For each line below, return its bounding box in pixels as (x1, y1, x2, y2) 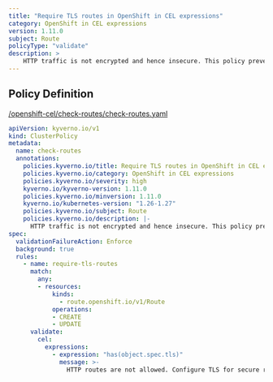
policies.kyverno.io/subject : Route (23, 208, 148, 216)
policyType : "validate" (8, 42, 89, 50)
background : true (15, 245, 75, 253)
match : (29, 268, 53, 276)
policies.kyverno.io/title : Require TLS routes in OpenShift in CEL (23, 162, 260, 170)
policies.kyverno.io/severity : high (23, 177, 148, 185)
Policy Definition (8, 87, 94, 101)
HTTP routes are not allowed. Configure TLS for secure (66, 366, 260, 374)
